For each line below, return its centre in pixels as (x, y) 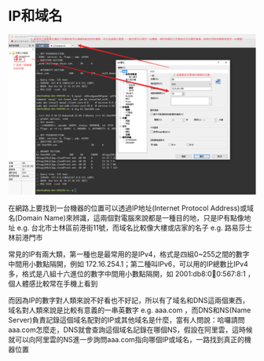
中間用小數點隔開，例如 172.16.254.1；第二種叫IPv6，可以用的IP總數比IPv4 (128, 264)
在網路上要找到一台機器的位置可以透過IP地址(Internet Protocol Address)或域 (131, 208)
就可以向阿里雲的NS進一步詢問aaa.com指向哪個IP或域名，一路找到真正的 (126, 339)
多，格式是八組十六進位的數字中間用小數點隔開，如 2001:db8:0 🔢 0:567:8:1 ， (132, 273)
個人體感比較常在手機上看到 (53, 283)
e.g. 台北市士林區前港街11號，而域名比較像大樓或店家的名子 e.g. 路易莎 (131, 228)
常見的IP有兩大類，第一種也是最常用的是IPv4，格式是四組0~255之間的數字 (129, 254)
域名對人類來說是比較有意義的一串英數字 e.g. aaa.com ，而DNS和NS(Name (130, 310)
